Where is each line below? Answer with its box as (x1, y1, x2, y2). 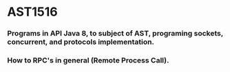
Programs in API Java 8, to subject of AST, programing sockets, (7, 29, 224, 38)
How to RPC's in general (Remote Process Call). (7, 56, 169, 65)
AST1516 (7, 4, 59, 20)
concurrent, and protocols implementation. (7, 37, 155, 47)
